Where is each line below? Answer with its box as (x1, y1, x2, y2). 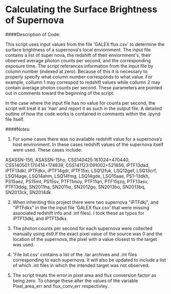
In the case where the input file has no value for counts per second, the (5, 100, 156, 106)
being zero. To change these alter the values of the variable (12, 277, 138, 284)
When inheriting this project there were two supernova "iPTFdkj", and (12, 199, 159, 205)
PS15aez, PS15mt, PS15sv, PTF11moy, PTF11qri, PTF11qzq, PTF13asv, (5, 178, 149, 184)
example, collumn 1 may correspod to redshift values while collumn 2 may (5, 79, 161, 85)
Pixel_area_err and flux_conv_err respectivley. (12, 283, 109, 289)
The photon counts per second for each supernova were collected (12, 225, 153, 231)
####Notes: (5, 126, 31, 132)
